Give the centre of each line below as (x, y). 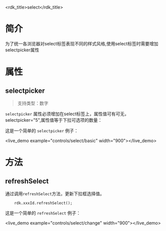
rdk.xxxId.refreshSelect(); (43, 203)
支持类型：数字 (33, 103)
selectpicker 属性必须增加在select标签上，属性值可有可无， (67, 114)
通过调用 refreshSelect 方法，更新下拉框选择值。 (55, 194)
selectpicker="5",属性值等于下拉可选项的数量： (54, 120)
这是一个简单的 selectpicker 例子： (42, 130)
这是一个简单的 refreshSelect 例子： (43, 213)
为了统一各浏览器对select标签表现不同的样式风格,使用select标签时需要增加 (82, 43)
